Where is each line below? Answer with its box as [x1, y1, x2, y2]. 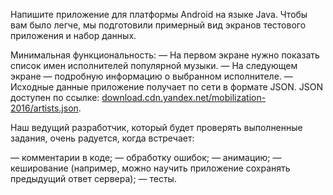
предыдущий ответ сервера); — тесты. [10, 173, 177, 184]
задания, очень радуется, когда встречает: [10, 132, 195, 144]
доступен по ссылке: [10, 92, 100, 103]
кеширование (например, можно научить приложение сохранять [10, 162, 291, 174]
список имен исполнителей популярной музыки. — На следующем [10, 60, 298, 71]
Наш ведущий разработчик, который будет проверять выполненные [10, 122, 303, 133]
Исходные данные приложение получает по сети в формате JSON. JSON [10, 81, 324, 93]
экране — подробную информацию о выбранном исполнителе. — [10, 70, 293, 82]
